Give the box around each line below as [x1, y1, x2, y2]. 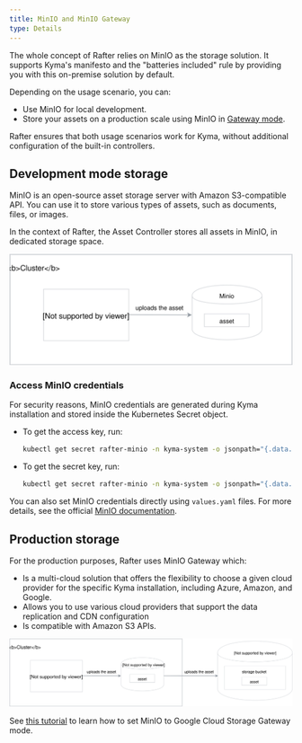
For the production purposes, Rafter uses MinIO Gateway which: [9, 555, 247, 566]
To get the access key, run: [22, 427, 123, 438]
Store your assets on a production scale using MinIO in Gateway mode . [22, 113, 286, 124]
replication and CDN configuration [22, 611, 150, 622]
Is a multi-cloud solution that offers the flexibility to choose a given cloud [22, 573, 293, 584]
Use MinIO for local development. [22, 103, 147, 114]
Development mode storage [9, 166, 169, 181]
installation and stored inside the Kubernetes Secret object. [9, 409, 229, 420]
